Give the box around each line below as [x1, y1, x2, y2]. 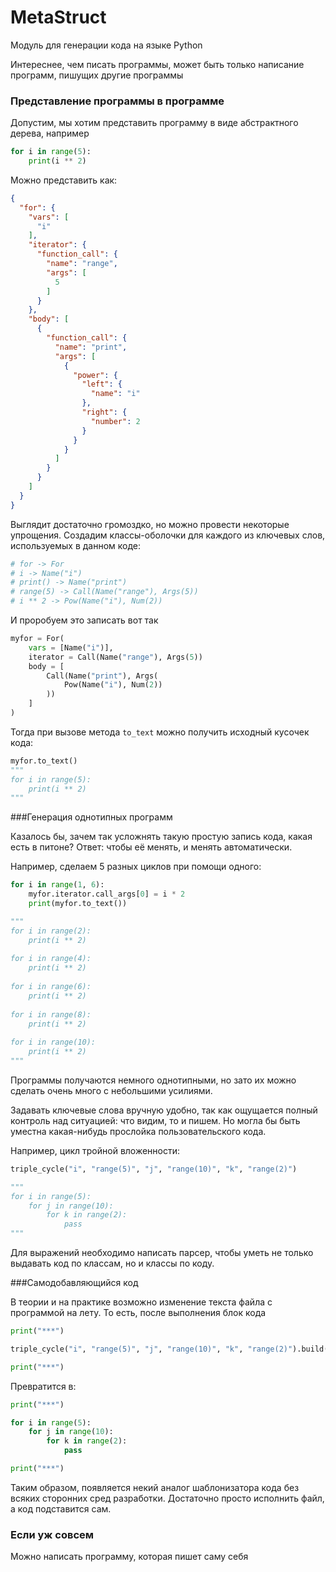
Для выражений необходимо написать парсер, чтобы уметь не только [10, 1247, 314, 1259]
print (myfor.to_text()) [28, 899, 128, 909]
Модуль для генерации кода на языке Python [10, 39, 203, 51]
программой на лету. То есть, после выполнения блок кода [10, 1307, 267, 1319]
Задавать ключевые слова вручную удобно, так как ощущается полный [10, 1104, 318, 1116]
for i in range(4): [10, 954, 92, 964]
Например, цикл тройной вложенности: [10, 1144, 181, 1156]
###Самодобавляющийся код [10, 1277, 139, 1289]
